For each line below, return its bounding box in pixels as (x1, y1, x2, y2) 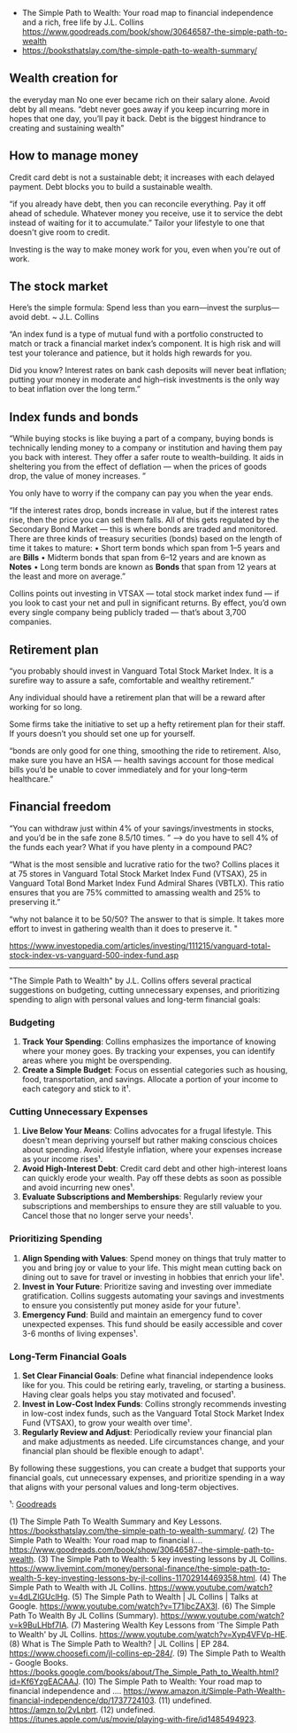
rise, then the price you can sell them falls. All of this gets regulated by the (9, 514, 280, 526)
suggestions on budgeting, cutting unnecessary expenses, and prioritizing (9, 984, 280, 995)
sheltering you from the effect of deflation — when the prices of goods (9, 461, 267, 472)
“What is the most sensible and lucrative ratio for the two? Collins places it (9, 859, 280, 870)
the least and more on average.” (9, 571, 126, 582)
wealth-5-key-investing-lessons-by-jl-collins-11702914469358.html (9, 1573, 255, 1583)
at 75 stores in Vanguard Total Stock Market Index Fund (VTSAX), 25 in (9, 868, 268, 878)
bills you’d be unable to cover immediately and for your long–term (9, 764, 248, 775)
